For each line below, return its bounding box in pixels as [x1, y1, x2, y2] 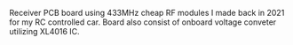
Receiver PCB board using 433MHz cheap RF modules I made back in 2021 [9, 8, 285, 18]
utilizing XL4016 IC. [9, 26, 80, 36]
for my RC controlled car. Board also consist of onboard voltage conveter [9, 17, 277, 27]
